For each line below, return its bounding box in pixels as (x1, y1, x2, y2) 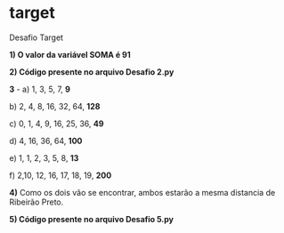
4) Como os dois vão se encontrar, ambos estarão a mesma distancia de (9, 187, 276, 197)
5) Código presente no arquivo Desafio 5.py (9, 213, 174, 224)
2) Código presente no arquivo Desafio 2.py (9, 66, 174, 77)
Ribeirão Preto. (9, 197, 64, 207)
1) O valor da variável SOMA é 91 (9, 49, 131, 60)
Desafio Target (9, 32, 64, 43)
